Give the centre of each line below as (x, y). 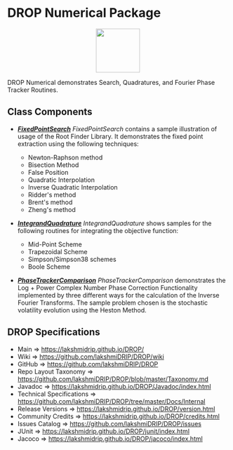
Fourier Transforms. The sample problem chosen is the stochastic (113, 303)
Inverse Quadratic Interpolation (73, 187)
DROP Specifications (54, 332)
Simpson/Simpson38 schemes (72, 259)
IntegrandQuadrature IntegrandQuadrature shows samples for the (114, 223)
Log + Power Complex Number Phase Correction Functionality (107, 287)
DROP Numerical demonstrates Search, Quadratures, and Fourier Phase (111, 82)
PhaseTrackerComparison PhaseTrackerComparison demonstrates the (121, 280)
